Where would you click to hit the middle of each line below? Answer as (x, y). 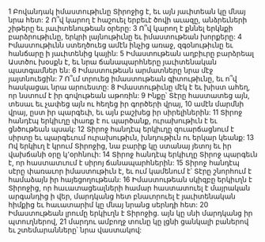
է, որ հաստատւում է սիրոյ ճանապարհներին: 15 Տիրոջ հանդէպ (124, 163)
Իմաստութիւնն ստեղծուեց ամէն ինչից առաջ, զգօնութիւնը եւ (121, 45)
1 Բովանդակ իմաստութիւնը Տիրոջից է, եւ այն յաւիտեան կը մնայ (127, 11)
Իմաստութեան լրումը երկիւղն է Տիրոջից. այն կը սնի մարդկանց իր (131, 213)
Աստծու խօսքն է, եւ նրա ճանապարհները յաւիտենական (113, 62)
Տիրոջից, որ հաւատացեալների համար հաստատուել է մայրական (129, 188)
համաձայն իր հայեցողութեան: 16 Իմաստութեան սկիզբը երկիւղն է (131, 180)
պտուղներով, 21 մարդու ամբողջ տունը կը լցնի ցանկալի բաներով (129, 221)
